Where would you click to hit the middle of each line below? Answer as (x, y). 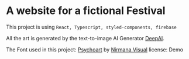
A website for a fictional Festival (86, 11)
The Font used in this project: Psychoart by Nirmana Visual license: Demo (94, 49)
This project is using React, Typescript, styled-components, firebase (91, 27)
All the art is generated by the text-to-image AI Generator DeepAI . (85, 38)
